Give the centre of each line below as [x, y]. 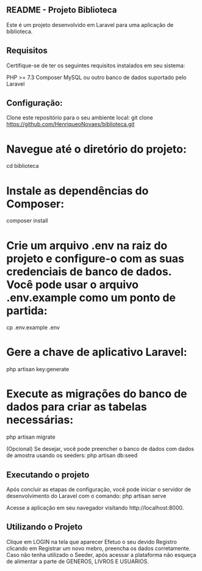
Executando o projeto [48, 475]
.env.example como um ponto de [91, 297]
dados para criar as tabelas [77, 407]
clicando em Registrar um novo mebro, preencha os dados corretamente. [99, 548]
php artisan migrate [31, 437]
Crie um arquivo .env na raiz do [87, 245]
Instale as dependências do [78, 191]
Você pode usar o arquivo [73, 285]
